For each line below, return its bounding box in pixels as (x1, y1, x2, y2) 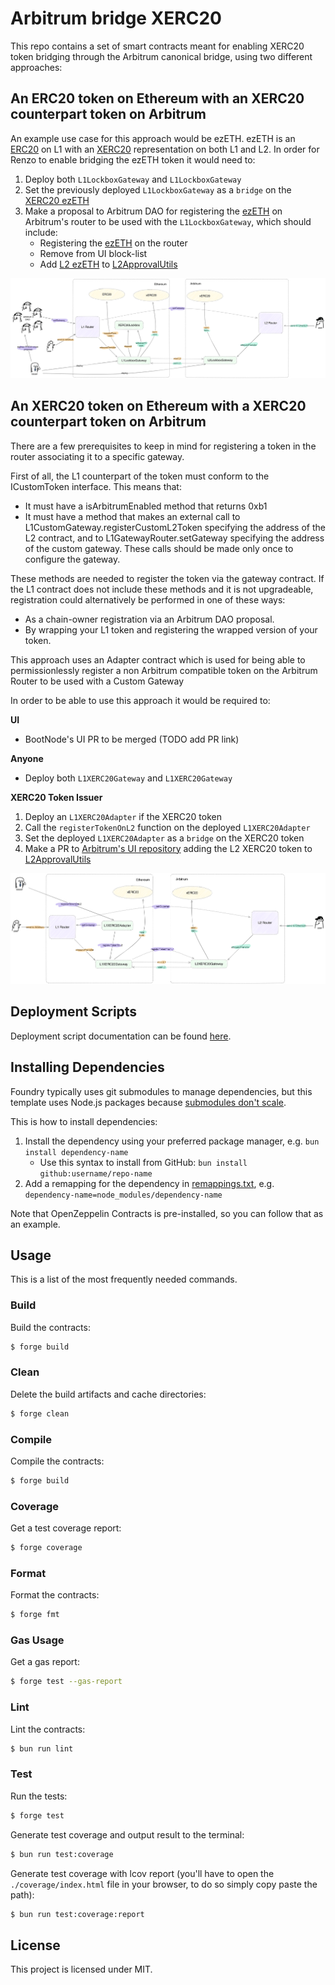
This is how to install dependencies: (10, 1115, 158, 1127)
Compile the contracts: (10, 1455, 105, 1467)
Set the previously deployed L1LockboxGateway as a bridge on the (24, 183, 292, 196)
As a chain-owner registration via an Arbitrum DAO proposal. (24, 613, 275, 625)
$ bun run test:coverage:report (10, 1909, 145, 1919)
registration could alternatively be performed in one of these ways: (10, 593, 286, 606)
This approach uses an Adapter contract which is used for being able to (10, 653, 306, 666)
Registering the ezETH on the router (39, 237, 188, 249)
